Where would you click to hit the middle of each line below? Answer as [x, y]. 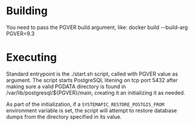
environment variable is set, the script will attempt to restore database [92, 110]
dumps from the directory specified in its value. [64, 117]
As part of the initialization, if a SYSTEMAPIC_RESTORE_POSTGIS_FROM [85, 104]
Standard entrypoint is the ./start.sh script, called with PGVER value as [92, 74]
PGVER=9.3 [20, 33]
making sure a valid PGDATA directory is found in [66, 86]
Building [27, 11]
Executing [32, 58]
